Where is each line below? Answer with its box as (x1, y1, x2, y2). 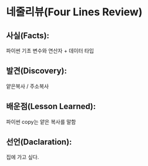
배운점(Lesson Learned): (6, 101, 96, 111)
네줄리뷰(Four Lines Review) (6, 5, 143, 19)
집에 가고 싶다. (6, 154, 39, 161)
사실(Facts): (6, 31, 50, 40)
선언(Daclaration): (6, 137, 72, 147)
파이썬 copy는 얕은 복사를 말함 (6, 118, 76, 125)
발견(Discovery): (6, 66, 68, 76)
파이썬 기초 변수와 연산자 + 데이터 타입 (6, 48, 94, 54)
